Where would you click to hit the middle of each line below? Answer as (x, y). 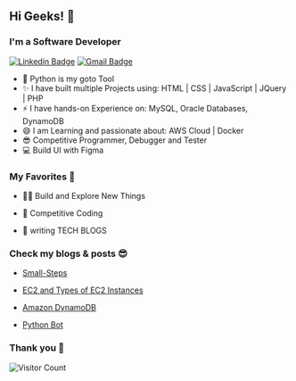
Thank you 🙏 (37, 348)
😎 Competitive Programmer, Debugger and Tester (115, 140)
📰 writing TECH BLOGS (64, 230)
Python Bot (43, 325)
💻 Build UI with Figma (63, 150)
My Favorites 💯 (42, 177)
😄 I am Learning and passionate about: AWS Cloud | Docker (133, 130)
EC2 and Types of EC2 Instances (83, 290)
